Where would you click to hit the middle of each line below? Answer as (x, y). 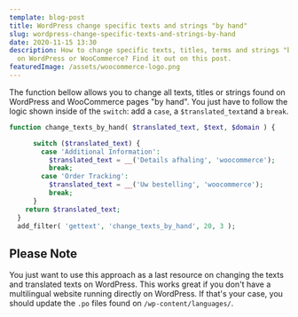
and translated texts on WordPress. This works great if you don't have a (140, 284)
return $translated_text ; (73, 210)
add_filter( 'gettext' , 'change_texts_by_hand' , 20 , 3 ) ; (127, 226)
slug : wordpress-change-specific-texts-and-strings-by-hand (123, 34)
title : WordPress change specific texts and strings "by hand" (129, 26)
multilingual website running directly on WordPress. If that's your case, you (146, 294)
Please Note (43, 254)
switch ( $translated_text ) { (86, 143)
